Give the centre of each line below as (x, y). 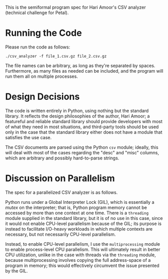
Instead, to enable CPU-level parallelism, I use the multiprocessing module (82, 244)
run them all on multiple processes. (41, 76)
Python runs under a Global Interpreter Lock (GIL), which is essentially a (80, 202)
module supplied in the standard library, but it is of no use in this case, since (84, 218)
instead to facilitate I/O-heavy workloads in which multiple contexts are (79, 229)
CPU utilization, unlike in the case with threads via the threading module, (80, 255)
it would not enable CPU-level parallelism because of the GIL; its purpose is (83, 224)
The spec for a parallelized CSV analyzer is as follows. (62, 192)
